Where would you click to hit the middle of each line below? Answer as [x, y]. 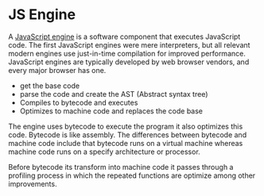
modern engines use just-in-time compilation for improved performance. [127, 53]
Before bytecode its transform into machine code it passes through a [121, 167]
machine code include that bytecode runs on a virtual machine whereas [126, 143]
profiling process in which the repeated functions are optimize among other [132, 175]
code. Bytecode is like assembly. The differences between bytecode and [128, 135]
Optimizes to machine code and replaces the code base [111, 111]
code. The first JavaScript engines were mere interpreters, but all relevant [129, 44]
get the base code [50, 86]
